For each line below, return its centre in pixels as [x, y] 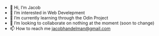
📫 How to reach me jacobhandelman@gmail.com [60, 28]
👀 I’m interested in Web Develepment [47, 13]
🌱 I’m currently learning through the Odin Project [59, 18]
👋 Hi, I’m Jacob [25, 8]
